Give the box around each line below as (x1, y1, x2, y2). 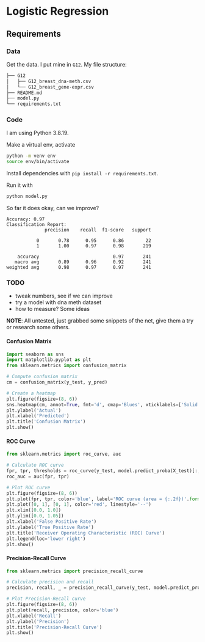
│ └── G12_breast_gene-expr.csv (6, 84, 95, 90)
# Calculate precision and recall (6, 579, 95, 585)
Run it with (6, 181, 34, 189)
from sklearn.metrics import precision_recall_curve (6, 568, 143, 574)
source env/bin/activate (6, 159, 70, 165)
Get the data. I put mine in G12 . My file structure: (6, 60, 127, 68)
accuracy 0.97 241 (17, 254, 151, 260)
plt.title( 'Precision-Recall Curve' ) (6, 624, 103, 630)
